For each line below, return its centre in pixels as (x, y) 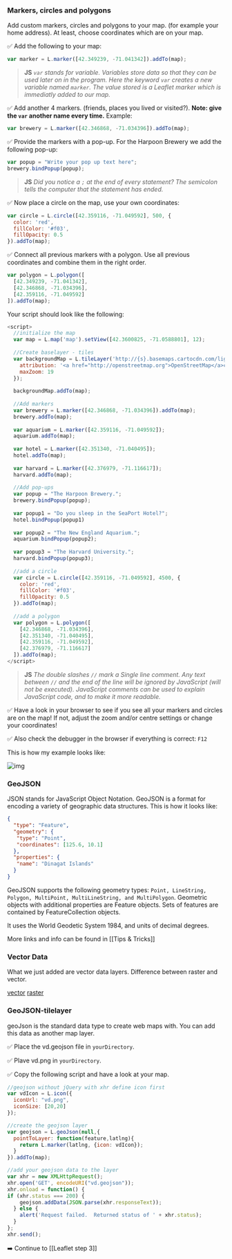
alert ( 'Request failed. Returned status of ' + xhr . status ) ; (111, 1215)
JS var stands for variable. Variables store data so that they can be (120, 73)
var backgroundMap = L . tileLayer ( (63, 359)
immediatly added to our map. (67, 95)
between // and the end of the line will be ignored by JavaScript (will (122, 682)
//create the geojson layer (48, 1125)
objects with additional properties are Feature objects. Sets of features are (113, 905)
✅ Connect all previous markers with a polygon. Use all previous (98, 255)
